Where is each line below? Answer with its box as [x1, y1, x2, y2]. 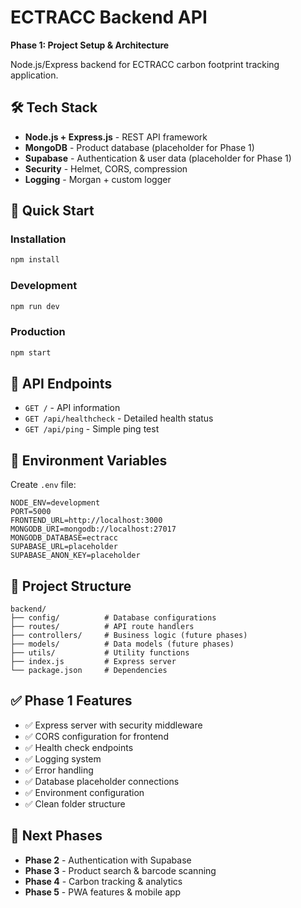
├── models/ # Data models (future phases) [10, 639, 235, 650]
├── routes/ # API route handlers [10, 622, 195, 632]
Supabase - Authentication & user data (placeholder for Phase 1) [24, 152, 292, 164]
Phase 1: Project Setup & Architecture [10, 39, 170, 51]
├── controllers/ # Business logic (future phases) [10, 631, 248, 641]
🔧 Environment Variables [10, 452, 168, 469]
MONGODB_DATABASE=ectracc [10, 533, 118, 543]
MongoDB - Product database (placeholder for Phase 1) [24, 141, 255, 153]
